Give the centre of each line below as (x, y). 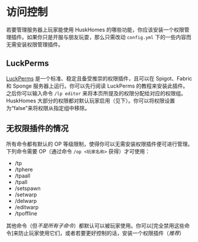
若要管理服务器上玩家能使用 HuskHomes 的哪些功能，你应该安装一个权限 (95, 30)
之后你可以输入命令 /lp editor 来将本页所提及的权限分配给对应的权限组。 (96, 93)
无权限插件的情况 (37, 129)
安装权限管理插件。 (40, 44)
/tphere (24, 169)
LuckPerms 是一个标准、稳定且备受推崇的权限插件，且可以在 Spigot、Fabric (99, 78)
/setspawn (28, 188)
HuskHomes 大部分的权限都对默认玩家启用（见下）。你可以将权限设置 (91, 101)
